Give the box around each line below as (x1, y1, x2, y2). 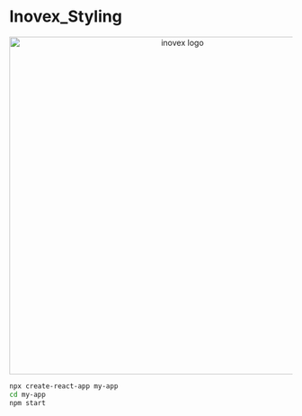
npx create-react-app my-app (9, 381, 119, 391)
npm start (9, 398, 47, 407)
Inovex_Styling (9, 6, 123, 27)
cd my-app (9, 390, 47, 399)
